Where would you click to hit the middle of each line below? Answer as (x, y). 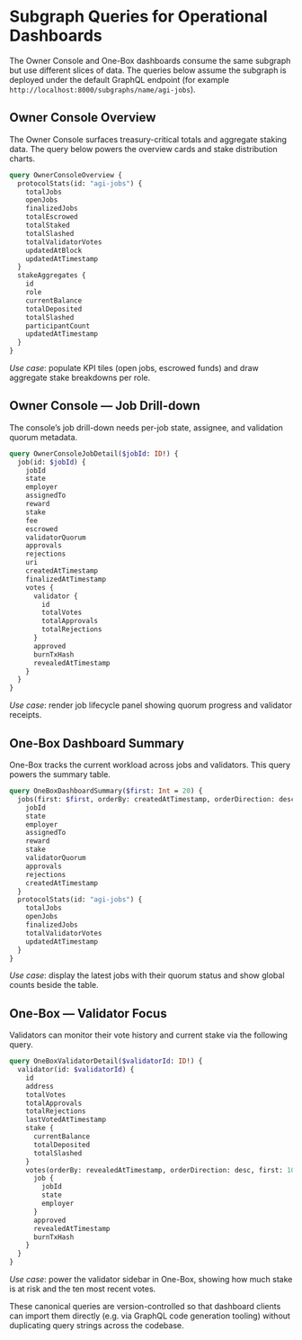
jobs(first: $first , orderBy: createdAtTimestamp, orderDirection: (147, 799)
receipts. (26, 715)
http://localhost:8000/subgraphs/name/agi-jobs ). (102, 89)
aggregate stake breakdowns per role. (80, 377)
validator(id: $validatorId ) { (76, 1070)
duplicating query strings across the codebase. (97, 1326)
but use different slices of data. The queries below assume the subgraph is (148, 70)
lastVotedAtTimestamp (66, 1120)
